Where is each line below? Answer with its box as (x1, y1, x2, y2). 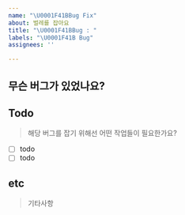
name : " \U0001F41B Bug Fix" (8, 11, 97, 20)
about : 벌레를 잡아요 (8, 19, 70, 27)
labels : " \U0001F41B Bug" (8, 33, 93, 42)
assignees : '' (8, 41, 55, 49)
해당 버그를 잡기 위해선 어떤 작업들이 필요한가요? (27, 128, 178, 138)
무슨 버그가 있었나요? (8, 79, 105, 92)
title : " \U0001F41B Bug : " (8, 26, 97, 34)
